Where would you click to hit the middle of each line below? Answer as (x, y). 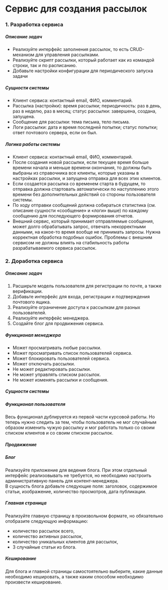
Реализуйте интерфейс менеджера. (51, 318)
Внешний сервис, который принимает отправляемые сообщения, (83, 221)
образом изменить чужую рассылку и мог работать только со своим (80, 427)
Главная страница (26, 503)
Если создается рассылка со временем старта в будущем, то (79, 184)
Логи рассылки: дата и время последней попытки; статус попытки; (85, 127)
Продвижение (21, 444)
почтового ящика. (32, 302)
